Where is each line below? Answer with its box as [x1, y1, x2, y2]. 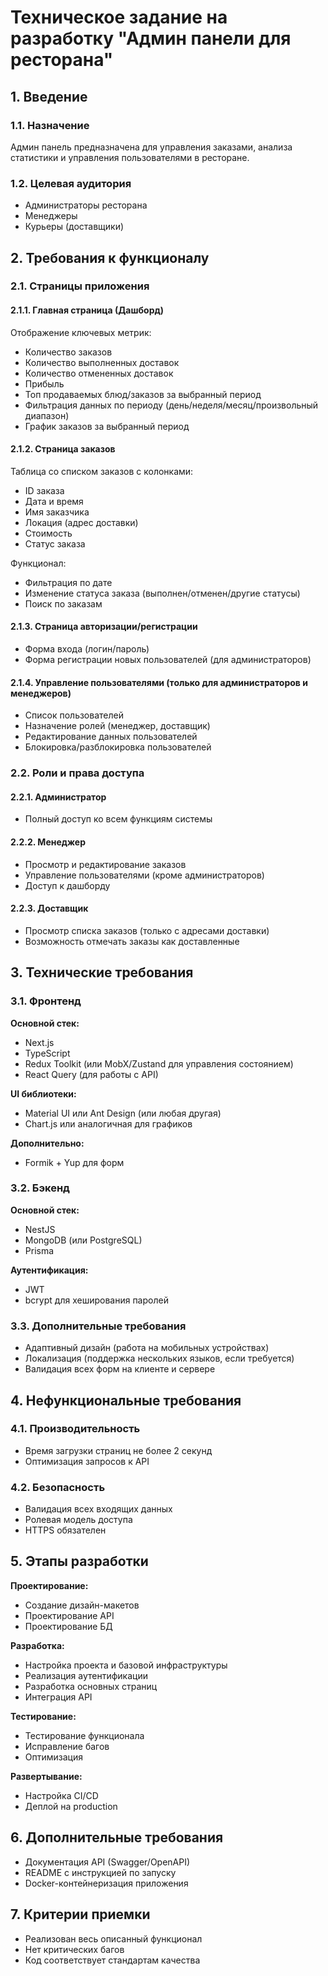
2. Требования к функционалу [10, 249, 210, 266]
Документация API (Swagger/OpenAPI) [24, 1856, 191, 1868]
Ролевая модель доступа [24, 1514, 133, 1526]
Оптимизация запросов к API [24, 1455, 150, 1467]
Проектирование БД [24, 1620, 113, 1632]
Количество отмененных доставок [24, 367, 174, 379]
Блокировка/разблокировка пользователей [24, 741, 212, 753]
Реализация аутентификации [24, 1669, 148, 1681]
